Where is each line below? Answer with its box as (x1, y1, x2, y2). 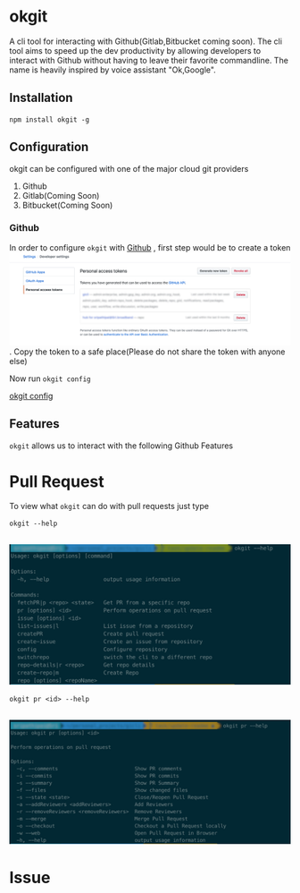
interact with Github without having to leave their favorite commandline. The (9, 55, 288, 65)
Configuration (9, 140, 89, 155)
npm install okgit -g (9, 115, 90, 124)
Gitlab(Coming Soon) (21, 190, 100, 200)
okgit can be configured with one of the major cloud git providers (9, 163, 249, 174)
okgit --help (9, 519, 58, 529)
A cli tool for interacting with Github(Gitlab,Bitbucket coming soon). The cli (9, 36, 283, 47)
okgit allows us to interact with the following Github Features (9, 440, 234, 451)
